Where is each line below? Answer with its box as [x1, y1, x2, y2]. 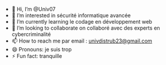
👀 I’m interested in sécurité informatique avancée [11, 12, 131, 19]
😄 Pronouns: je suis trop [11, 46, 72, 53]
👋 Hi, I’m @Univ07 [11, 6, 56, 12]
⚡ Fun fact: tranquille [11, 53, 62, 59]
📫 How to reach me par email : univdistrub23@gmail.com [11, 37, 152, 44]
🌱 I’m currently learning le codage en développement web [11, 18, 152, 25]
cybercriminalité [11, 31, 51, 38]
